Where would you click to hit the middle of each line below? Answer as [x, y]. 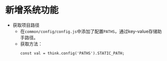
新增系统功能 [32, 10]
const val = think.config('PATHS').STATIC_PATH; [72, 53]
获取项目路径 [26, 25]
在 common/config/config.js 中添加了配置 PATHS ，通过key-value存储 [89, 31]
